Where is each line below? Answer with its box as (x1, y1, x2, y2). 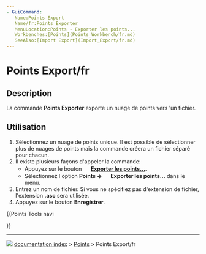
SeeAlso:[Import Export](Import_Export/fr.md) (14, 37, 136, 43)
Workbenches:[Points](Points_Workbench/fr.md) (14, 32, 136, 38)
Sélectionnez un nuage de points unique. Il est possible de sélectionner (15, 138, 196, 146)
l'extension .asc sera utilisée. (15, 192, 90, 199)
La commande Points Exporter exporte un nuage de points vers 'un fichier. (6, 105, 196, 111)
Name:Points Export (14, 15, 64, 21)
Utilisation (6, 122, 47, 132)
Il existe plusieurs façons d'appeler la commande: (15, 157, 141, 165)
